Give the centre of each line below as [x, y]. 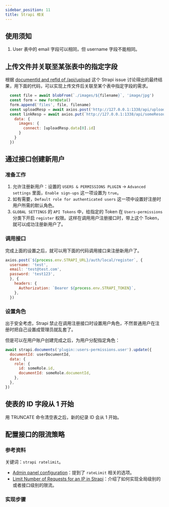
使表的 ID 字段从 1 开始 [40, 404]
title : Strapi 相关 [25, 15]
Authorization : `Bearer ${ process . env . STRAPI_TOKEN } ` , [77, 288]
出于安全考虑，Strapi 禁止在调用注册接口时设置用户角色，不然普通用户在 [80, 323]
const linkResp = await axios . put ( [47, 114]
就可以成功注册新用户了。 [39, 224]
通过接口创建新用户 [35, 159]
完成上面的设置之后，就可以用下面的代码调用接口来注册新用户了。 [73, 250]
